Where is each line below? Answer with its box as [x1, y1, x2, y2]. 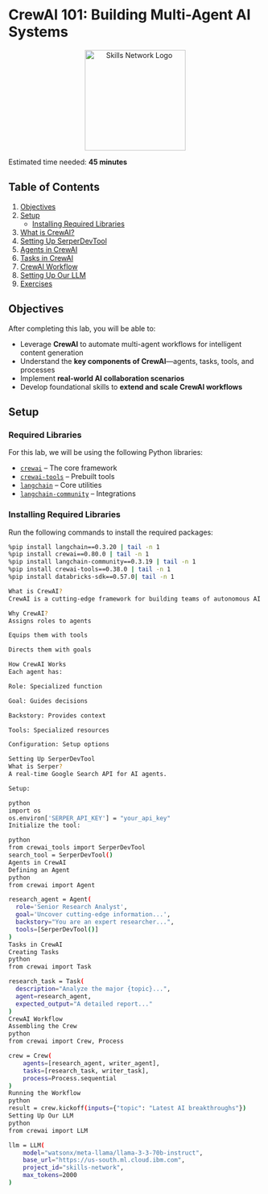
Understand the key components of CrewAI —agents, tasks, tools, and [19, 356, 254, 366]
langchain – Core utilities [19, 481, 102, 490]
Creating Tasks [8, 948, 60, 956]
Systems [8, 23, 68, 41]
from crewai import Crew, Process [8, 1037, 125, 1046]
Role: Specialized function [8, 682, 103, 690]
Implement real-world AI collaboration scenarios [19, 373, 185, 383]
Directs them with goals [8, 646, 92, 654]
